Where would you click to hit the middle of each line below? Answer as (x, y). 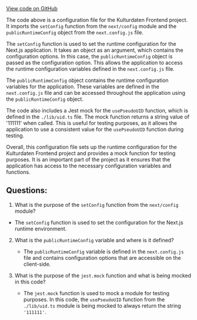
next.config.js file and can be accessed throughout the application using (96, 93)
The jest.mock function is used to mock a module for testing (96, 293)
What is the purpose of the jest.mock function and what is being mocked (103, 275)
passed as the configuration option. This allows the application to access (95, 62)
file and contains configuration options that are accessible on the (102, 258)
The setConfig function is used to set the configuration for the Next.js (99, 222)
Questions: (27, 191)
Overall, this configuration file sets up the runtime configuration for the (92, 147)
